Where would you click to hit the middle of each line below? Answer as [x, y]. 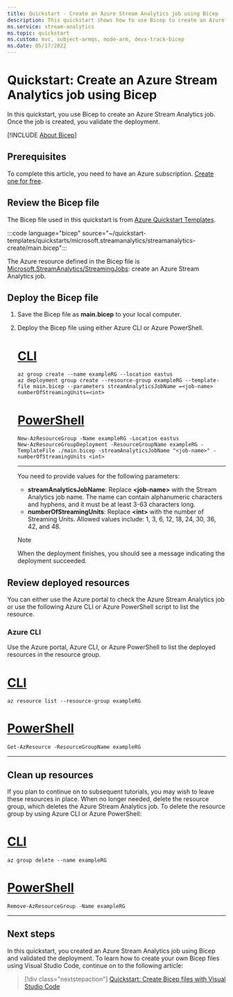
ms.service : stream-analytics [51, 26]
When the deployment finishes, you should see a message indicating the [121, 553]
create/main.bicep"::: [37, 248]
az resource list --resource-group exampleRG [74, 701]
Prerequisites [37, 157]
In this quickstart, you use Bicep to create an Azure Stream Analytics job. [111, 114]
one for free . [25, 181]
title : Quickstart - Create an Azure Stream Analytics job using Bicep [113, 14]
